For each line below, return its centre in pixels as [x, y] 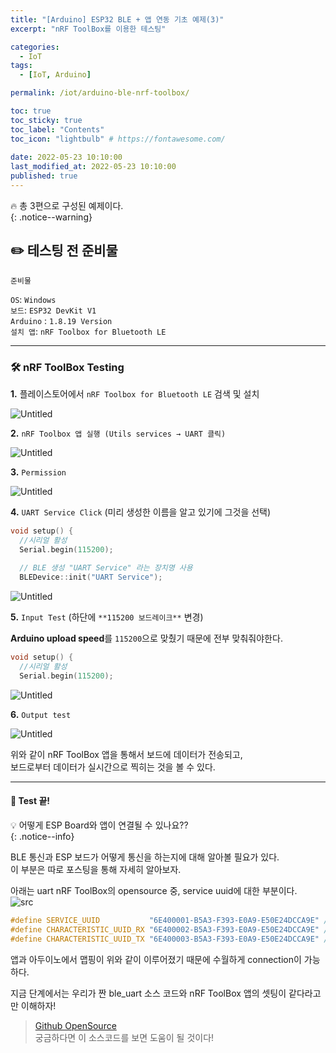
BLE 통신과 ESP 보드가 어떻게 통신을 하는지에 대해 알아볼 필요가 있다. [145, 857]
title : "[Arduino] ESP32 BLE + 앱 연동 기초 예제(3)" [117, 19]
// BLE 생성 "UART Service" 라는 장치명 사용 [106, 568]
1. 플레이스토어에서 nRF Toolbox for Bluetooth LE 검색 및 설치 [135, 393]
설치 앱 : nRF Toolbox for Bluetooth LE [88, 331]
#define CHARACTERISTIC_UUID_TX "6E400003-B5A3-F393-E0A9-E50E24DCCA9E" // [171, 939]
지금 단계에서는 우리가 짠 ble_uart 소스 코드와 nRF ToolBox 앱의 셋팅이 [148, 993]
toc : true [31, 111]
